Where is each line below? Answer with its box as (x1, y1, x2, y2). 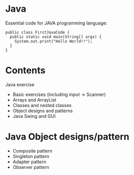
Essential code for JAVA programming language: (5, 20, 107, 26)
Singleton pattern (12, 153, 50, 159)
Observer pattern (12, 164, 50, 170)
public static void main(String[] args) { (10, 34, 102, 39)
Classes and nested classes (12, 102, 72, 108)
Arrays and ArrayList (12, 96, 56, 103)
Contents (5, 65, 46, 77)
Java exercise (5, 81, 35, 87)
